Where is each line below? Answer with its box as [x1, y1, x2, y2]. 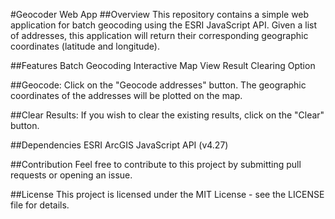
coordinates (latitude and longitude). [10, 40, 160, 52]
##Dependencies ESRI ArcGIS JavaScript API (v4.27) [10, 139, 229, 151]
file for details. [10, 199, 70, 211]
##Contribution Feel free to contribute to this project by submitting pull [10, 159, 302, 170]
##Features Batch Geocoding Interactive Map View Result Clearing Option [10, 60, 316, 71]
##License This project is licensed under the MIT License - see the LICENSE [10, 189, 325, 200]
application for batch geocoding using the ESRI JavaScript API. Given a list [10, 19, 318, 31]
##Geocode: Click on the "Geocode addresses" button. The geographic [10, 79, 307, 91]
